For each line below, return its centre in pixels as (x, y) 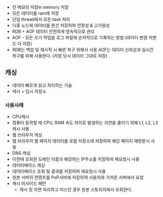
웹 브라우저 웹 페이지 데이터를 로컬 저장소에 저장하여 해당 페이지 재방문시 (81, 141)
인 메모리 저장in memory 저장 (40, 7)
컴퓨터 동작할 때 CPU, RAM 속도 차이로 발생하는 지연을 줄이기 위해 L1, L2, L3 (85, 123)
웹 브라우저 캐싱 (27, 135)
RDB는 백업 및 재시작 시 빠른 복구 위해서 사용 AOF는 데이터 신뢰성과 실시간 (83, 50)
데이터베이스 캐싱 (28, 165)
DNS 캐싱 (21, 153)
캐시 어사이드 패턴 (29, 183)
